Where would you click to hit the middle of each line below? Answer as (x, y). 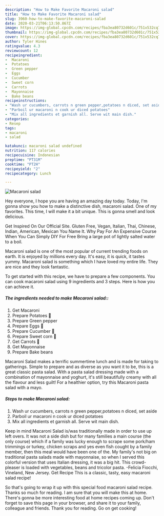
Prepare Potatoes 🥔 (31, 316)
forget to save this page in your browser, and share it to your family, (73, 503)
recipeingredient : (24, 55)
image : (12, 28)
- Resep (13, 123)
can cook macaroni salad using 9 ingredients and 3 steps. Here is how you (80, 282)
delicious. (15, 217)
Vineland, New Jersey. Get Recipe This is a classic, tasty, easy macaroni (78, 473)
